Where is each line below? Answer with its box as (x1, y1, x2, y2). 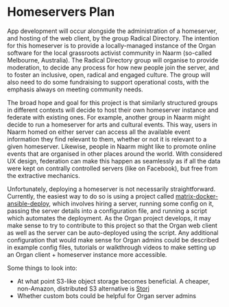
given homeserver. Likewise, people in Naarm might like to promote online (7, 142, 217, 150)
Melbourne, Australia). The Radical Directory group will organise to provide (7, 56, 219, 64)
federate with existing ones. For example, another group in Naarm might (7, 113, 210, 121)
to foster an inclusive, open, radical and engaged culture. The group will (7, 70, 210, 79)
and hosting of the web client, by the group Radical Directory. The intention (7, 34, 219, 42)
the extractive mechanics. (7, 171, 80, 179)
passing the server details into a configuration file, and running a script (7, 207, 208, 215)
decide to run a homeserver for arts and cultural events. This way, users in (7, 120, 217, 128)
